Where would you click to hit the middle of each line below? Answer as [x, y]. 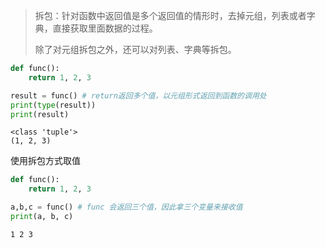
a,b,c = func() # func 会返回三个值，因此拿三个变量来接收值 [126, 207]
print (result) [40, 114]
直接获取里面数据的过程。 [105, 28]
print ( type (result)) [53, 105]
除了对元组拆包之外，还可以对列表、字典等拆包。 [135, 49]
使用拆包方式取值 [45, 161]
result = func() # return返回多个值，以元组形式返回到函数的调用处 [138, 95]
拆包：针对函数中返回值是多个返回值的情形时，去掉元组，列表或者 [170, 15]
